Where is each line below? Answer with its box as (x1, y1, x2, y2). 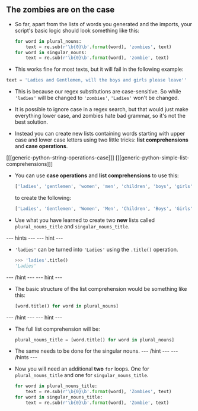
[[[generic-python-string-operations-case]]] (6, 154, 114, 161)
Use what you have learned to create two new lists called (14, 217, 155, 224)
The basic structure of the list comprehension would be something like (14, 285, 187, 292)
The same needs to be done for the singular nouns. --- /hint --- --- (14, 347, 178, 354)
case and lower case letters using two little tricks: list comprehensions (14, 136, 189, 143)
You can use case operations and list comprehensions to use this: (14, 172, 179, 179)
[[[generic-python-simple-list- (115, 154, 190, 161)
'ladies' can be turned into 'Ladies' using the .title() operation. (14, 246, 178, 253)
